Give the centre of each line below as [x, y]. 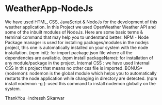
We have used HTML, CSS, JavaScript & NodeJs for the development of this [81, 22]
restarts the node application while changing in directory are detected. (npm [81, 78]
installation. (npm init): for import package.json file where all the [69, 52]
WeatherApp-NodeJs [49, 8]
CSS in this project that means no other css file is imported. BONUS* [74, 68]
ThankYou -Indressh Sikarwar [35, 98]
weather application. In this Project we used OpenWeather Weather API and [81, 27]
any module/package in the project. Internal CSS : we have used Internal [77, 63]
